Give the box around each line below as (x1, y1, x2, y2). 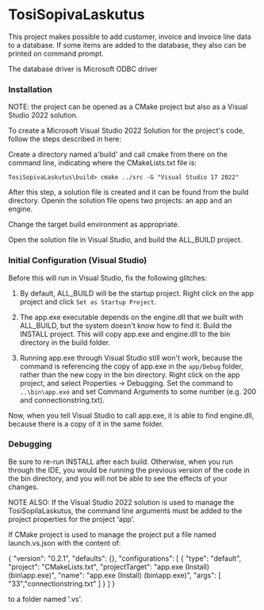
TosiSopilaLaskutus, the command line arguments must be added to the (8, 506, 243, 515)
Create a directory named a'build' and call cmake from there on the (8, 149, 228, 160)
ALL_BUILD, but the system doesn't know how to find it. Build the (19, 320, 232, 330)
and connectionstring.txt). (19, 395, 105, 404)
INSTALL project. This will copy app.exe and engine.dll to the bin (19, 329, 231, 338)
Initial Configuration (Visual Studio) (8, 255, 147, 266)
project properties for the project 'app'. (8, 514, 136, 523)
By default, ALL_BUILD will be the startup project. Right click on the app (19, 288, 254, 298)
